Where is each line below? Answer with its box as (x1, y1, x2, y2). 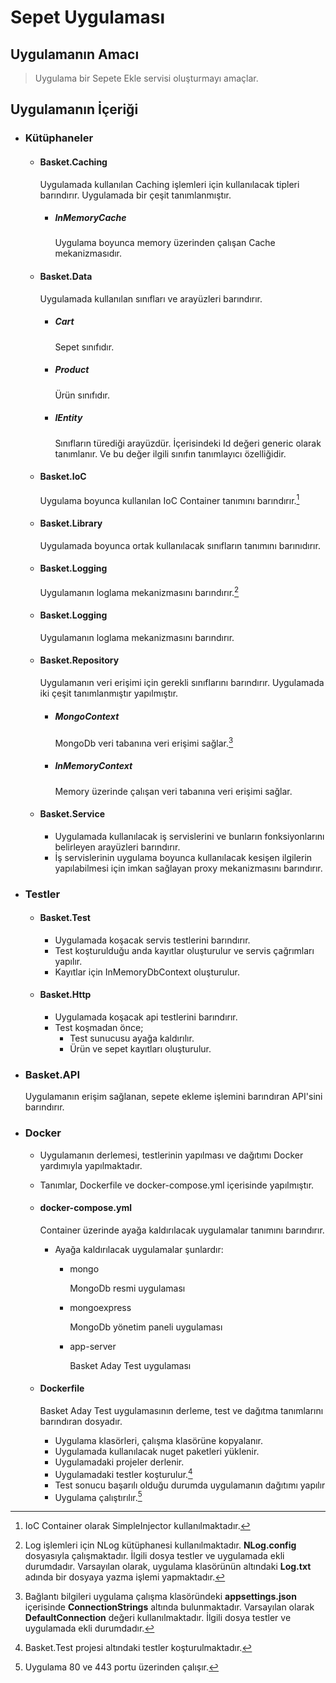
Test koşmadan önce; (54, 1022, 144, 1034)
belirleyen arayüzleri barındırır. (54, 841, 181, 853)
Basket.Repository (39, 654, 120, 666)
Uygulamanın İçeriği (10, 101, 139, 118)
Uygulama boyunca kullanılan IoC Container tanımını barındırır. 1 (39, 492, 300, 506)
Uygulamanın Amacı (10, 46, 140, 63)
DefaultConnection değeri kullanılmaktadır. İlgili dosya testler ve (24, 1612, 292, 1624)
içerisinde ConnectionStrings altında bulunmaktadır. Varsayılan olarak (24, 1601, 315, 1613)
